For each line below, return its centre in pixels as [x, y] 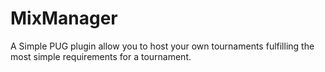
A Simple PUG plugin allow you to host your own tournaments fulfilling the [162, 46]
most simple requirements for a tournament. [101, 56]
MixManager [64, 18]
